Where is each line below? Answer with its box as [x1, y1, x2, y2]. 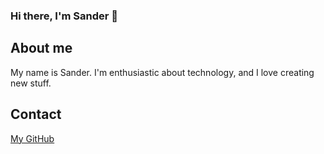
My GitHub [10, 132, 55, 144]
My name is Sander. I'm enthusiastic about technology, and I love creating [10, 66, 315, 78]
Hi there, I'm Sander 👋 [10, 9, 118, 23]
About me [10, 40, 73, 57]
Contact [10, 106, 62, 123]
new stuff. [10, 77, 52, 89]
